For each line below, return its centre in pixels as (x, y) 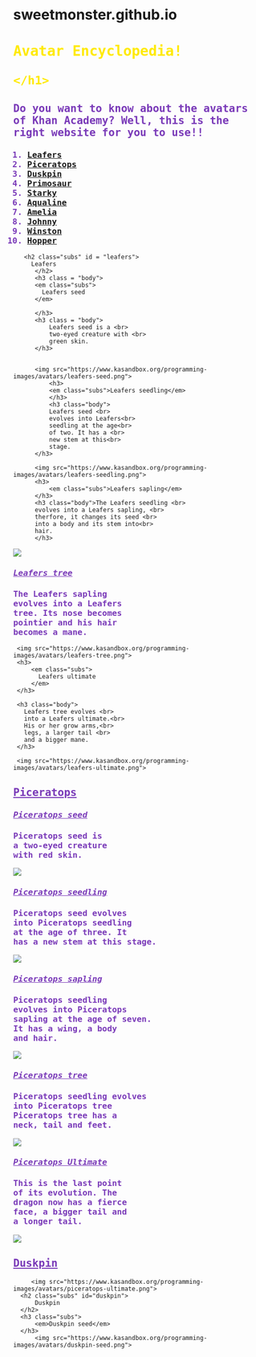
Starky (42, 193)
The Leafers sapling (60, 594)
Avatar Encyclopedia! (98, 51)
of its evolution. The (65, 1193)
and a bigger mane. (56, 740)
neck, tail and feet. (63, 1125)
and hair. (36, 1038)
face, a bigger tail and (70, 1212)
